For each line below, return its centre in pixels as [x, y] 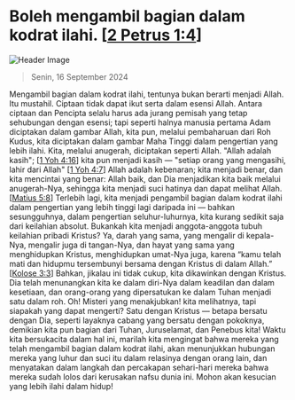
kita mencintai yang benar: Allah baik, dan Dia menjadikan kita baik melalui [145, 178]
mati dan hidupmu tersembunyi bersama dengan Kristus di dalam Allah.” [141, 263]
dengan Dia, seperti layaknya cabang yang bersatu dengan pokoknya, [137, 320]
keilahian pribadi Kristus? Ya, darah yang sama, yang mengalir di [127, 235]
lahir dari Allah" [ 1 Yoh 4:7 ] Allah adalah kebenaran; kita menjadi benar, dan [146, 169]
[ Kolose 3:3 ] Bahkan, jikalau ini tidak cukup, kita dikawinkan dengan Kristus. [148, 273]
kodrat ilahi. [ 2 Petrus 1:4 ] [105, 35]
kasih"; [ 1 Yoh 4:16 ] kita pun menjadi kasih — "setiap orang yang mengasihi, [147, 160]
